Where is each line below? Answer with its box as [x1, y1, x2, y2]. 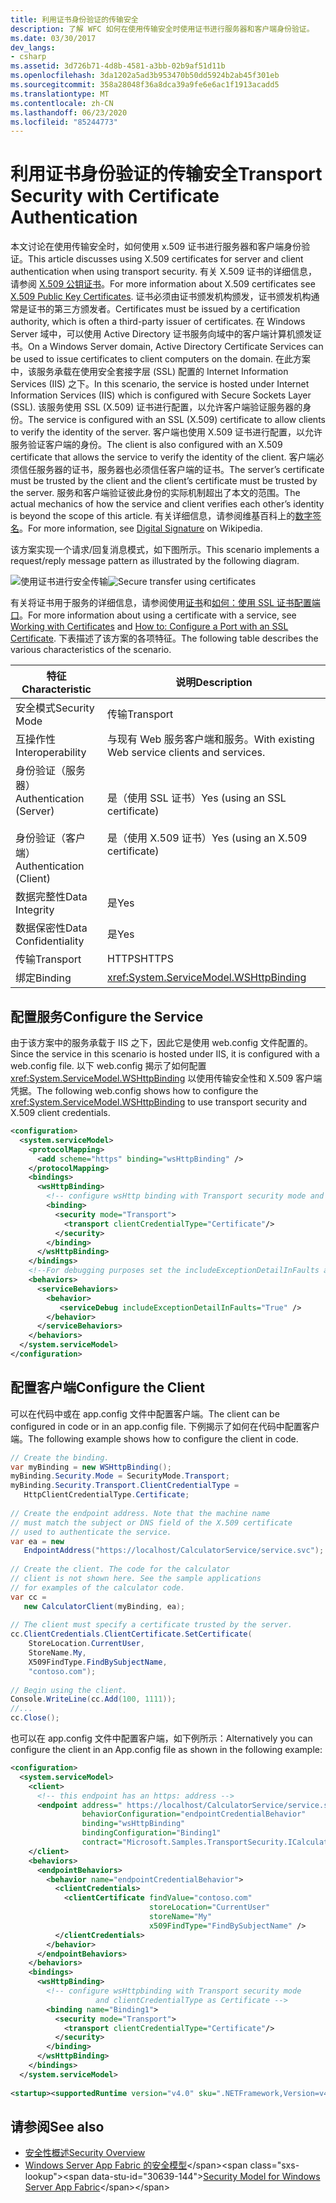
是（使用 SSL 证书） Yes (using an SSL [107, 791, 287, 805]
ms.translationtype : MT [10, 89, 110, 99]
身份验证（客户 [15, 831, 87, 845]
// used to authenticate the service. [10, 1527, 172, 1537]
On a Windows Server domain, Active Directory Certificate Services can [28, 341, 324, 353]
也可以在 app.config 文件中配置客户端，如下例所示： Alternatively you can [10, 1732, 313, 1745]
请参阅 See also [10, 2118, 105, 2135]
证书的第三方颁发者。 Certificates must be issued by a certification [27, 303, 301, 315]
